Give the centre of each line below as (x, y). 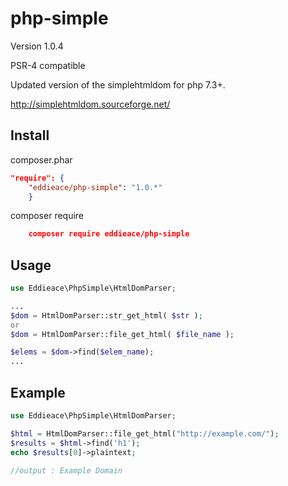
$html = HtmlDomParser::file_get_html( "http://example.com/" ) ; (145, 433)
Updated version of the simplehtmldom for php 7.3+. (118, 84)
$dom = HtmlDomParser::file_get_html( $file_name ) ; (122, 334)
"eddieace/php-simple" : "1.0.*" (95, 187)
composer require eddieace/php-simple (109, 234)
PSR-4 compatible (48, 65)
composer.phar (41, 159)
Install (30, 135)
